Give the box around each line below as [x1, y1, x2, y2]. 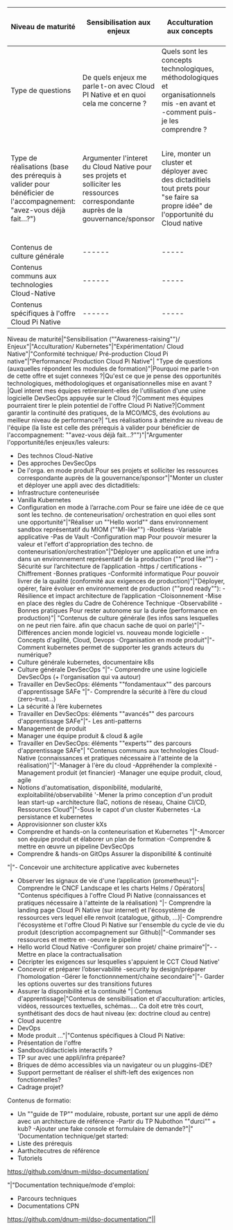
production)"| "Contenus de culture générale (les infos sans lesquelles [17, 614, 219, 622]
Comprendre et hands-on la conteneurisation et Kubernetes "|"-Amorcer [17, 828, 225, 835]
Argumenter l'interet [82, 153, 148, 162]
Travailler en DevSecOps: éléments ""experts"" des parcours [17, 739, 192, 747]
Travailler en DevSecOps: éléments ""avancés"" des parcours [17, 710, 194, 717]
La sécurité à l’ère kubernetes [17, 702, 103, 710]
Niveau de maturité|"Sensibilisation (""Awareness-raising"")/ [7, 335, 180, 343]
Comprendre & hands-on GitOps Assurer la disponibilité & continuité [17, 850, 212, 857]
